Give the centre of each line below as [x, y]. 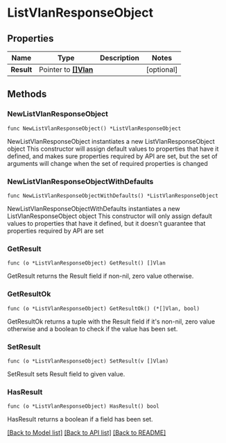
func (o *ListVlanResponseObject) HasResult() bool [83, 407]
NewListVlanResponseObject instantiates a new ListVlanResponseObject [111, 141]
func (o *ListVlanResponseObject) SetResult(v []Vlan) [88, 361]
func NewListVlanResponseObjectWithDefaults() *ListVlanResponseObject [113, 196]
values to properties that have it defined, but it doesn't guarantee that [106, 223]
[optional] [162, 69]
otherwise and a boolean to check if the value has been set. [93, 328]
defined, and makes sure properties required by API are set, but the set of [113, 156]
